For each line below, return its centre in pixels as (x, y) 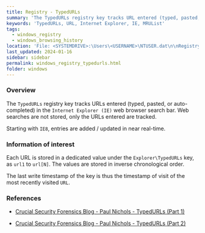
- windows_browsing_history (48, 40)
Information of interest (41, 144)
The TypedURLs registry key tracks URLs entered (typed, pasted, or (89, 103)
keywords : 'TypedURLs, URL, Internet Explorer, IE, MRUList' (86, 23)
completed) (21, 110)
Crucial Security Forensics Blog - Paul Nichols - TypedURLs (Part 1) (100, 212)
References (24, 198)
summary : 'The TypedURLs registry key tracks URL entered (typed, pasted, (103, 18)
